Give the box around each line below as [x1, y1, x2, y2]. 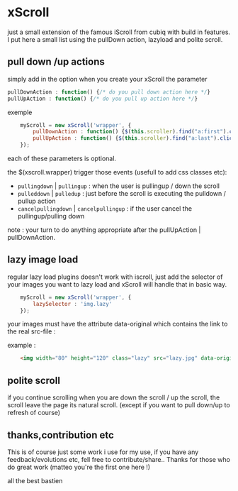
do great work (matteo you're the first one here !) [7, 463, 151, 471]
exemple [7, 108, 33, 116]
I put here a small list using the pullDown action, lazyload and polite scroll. [7, 35, 223, 43]
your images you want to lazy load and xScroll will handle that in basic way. [7, 280, 227, 288]
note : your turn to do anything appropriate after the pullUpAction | [7, 226, 201, 234]
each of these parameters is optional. [7, 154, 117, 162]
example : [7, 341, 36, 350]
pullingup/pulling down [17, 212, 85, 220]
